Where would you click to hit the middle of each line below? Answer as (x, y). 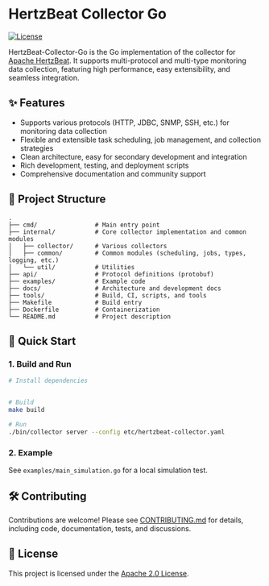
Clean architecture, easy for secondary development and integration (133, 156)
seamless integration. (44, 77)
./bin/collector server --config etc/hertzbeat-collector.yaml (117, 432)
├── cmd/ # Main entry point (84, 225)
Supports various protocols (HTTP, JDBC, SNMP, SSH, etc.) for (124, 123)
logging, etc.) (34, 260)
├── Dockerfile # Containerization (84, 310)
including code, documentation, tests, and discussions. (100, 528)
